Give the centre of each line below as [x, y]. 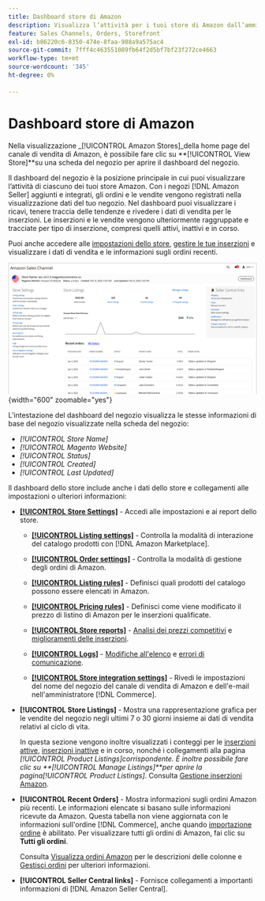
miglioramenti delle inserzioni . [80, 638]
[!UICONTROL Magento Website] [73, 447]
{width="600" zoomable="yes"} [60, 399]
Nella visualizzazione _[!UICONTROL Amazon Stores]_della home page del [129, 146]
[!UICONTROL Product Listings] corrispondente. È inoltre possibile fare [134, 759]
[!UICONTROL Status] [55, 456]
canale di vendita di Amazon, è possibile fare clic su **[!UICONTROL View [129, 153]
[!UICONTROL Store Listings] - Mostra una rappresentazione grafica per [138, 710]
